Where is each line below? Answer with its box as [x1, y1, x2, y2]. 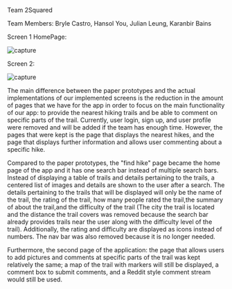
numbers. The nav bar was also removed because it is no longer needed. [7, 232, 216, 240]
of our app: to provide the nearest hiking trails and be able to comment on [7, 109, 218, 116]
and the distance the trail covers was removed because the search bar [7, 211, 209, 218]
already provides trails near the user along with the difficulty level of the [7, 218, 213, 226]
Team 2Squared [7, 6, 53, 14]
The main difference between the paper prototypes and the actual [7, 87, 196, 94]
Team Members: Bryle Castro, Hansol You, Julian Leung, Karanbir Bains [7, 19, 212, 27]
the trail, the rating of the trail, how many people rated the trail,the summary [7, 195, 224, 204]
